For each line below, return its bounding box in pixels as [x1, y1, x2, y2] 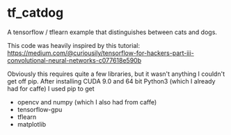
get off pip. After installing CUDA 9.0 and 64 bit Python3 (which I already [7, 77, 216, 85]
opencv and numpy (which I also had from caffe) [17, 97, 157, 106]
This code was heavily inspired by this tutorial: [7, 41, 141, 49]
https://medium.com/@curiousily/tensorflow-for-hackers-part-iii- [7, 49, 195, 57]
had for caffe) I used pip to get [7, 84, 95, 93]
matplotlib [17, 120, 47, 128]
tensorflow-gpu [17, 105, 63, 113]
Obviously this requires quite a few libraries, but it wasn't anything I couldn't [7, 70, 225, 78]
